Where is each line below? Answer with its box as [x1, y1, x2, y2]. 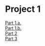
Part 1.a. [5, 20, 22, 26]
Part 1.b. [5, 25, 22, 31]
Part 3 [5, 36, 18, 42]
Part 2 [5, 30, 18, 36]
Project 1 [5, 3, 41, 15]
